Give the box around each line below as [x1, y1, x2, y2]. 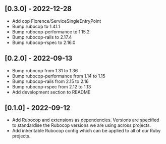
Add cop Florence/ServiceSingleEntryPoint [12, 18, 101, 24]
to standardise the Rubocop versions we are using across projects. [12, 122, 151, 128]
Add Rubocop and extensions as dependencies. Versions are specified [12, 117, 159, 123]
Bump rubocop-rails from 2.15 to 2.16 [12, 78, 89, 84]
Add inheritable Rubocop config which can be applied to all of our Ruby [12, 128, 161, 134]
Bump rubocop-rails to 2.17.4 [12, 34, 72, 40]
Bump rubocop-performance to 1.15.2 [12, 28, 90, 35]
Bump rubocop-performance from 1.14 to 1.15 [12, 73, 105, 79]
